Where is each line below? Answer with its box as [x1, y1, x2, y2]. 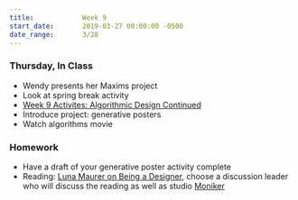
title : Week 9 [9, 13, 107, 23]
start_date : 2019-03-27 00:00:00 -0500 [9, 22, 183, 31]
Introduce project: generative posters [22, 109, 162, 120]
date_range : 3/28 [9, 30, 99, 39]
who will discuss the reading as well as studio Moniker [22, 180, 226, 191]
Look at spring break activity [22, 89, 129, 100]
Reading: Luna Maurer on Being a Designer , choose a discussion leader [22, 170, 289, 181]
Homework [9, 141, 59, 153]
